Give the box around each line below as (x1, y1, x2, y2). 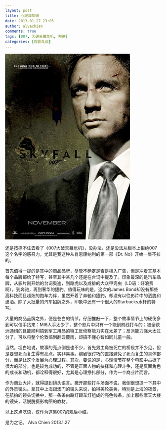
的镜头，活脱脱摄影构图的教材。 (5, 398, 70, 404)
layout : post (5, 8, 32, 13)
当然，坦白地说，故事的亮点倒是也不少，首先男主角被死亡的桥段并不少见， (5, 344, 157, 350)
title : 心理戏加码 (5, 13, 40, 18)
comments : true (5, 29, 37, 34)
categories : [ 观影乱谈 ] (5, 40, 51, 45)
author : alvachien (5, 24, 43, 29)
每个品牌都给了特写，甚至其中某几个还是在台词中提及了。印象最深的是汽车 (5, 274, 157, 280)
